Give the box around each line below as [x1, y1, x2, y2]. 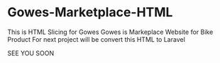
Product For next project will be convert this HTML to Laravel [7, 35, 186, 43]
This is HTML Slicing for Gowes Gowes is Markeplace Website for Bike [7, 28, 214, 36]
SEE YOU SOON [7, 49, 55, 57]
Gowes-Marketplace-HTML [7, 4, 173, 21]
